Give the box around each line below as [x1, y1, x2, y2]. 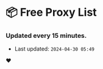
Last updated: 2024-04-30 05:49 [14, 45, 95, 53]
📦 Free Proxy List [5, 5, 97, 20]
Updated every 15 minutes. [5, 32, 87, 40]
